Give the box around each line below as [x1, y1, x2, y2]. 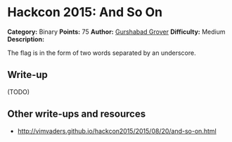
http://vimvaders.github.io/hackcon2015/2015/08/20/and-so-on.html [17, 127, 217, 135]
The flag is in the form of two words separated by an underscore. [7, 49, 196, 57]
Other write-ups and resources [7, 108, 146, 120]
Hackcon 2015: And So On [7, 4, 163, 20]
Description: [7, 34, 44, 43]
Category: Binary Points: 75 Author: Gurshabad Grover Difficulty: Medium [7, 27, 226, 36]
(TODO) [7, 87, 30, 96]
